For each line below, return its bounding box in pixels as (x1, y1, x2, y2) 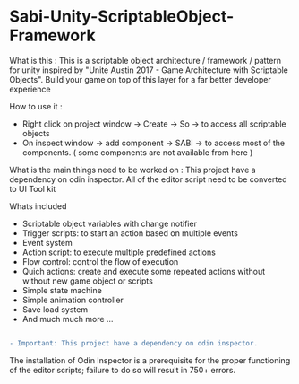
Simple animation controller (21, 294, 124, 305)
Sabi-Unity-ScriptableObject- (9, 6, 235, 27)
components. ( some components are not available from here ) (21, 146, 253, 158)
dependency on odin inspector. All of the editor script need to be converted (9, 173, 288, 185)
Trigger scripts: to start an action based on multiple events (21, 227, 239, 239)
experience (9, 83, 51, 94)
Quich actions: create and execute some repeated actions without (21, 266, 266, 276)
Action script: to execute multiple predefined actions (21, 247, 217, 257)
